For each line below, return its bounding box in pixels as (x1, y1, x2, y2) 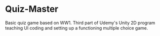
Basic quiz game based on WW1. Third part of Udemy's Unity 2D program (5, 20, 156, 26)
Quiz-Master (5, 3, 58, 15)
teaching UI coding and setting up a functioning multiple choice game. (5, 25, 148, 31)
